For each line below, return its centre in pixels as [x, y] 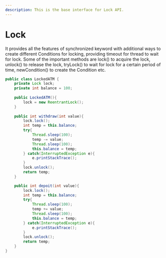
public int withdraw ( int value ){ [49, 116]
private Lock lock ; [34, 84]
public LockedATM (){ [35, 98]
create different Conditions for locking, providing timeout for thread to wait [82, 54]
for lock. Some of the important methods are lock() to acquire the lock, [78, 59]
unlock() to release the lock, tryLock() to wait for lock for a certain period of [83, 64]
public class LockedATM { [32, 79]
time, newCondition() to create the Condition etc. [55, 70]
